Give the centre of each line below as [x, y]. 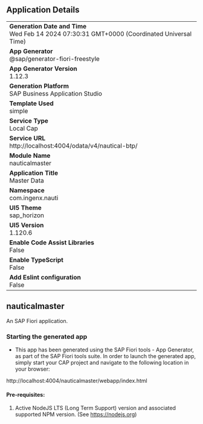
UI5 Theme [26, 207]
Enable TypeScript [36, 259]
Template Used [32, 103]
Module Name [30, 155]
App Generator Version [43, 68]
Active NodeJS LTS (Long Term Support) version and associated [95, 408]
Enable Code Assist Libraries [52, 243]
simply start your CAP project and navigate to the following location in [102, 362]
